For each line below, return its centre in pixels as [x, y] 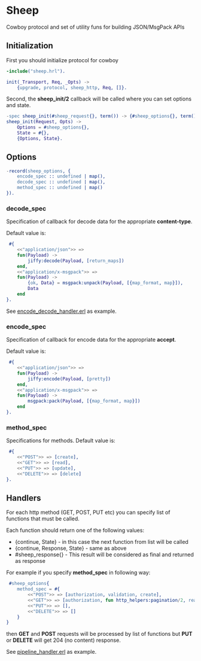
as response [30, 561]
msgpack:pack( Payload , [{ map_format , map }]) [84, 401]
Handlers [24, 498]
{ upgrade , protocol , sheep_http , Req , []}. [72, 87]
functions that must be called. [43, 519]
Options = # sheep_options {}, [53, 127]
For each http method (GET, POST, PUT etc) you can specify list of [88, 513]
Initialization [30, 46]
